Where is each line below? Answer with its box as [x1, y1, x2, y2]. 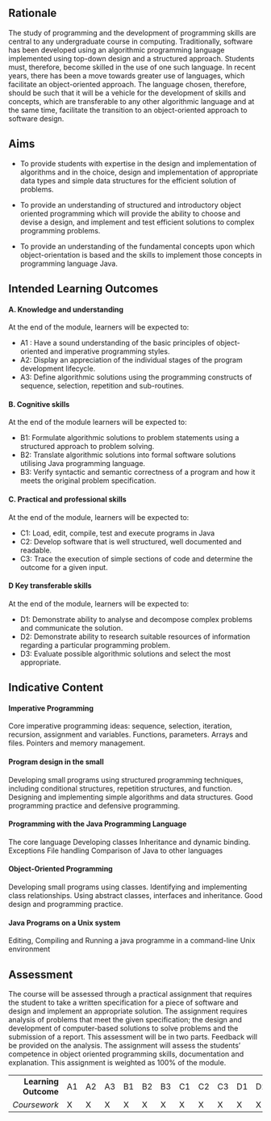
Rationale [8, 6, 57, 20]
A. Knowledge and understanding [8, 304, 123, 314]
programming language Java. [19, 258, 119, 268]
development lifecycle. [19, 363, 96, 374]
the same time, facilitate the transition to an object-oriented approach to [8, 105, 248, 115]
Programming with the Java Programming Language [8, 819, 187, 829]
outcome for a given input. [19, 562, 108, 572]
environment [8, 944, 51, 954]
